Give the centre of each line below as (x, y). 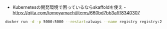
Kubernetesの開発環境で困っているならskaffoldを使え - (69, 7)
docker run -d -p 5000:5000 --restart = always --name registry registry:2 (84, 22)
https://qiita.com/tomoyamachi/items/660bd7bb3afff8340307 (76, 13)
